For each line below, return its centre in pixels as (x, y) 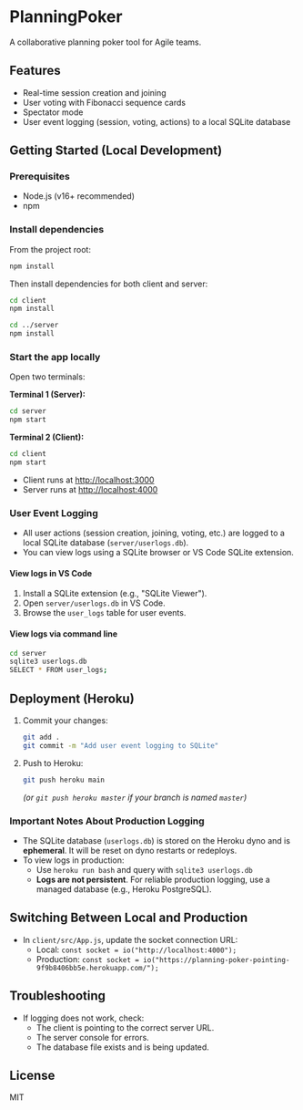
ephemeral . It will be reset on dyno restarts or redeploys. (130, 850)
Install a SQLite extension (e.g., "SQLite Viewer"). (115, 594)
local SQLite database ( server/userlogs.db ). (106, 543)
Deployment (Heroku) (72, 698)
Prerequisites (40, 177)
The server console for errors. (93, 1037)
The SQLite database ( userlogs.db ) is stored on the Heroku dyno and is (157, 840)
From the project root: (50, 249)
